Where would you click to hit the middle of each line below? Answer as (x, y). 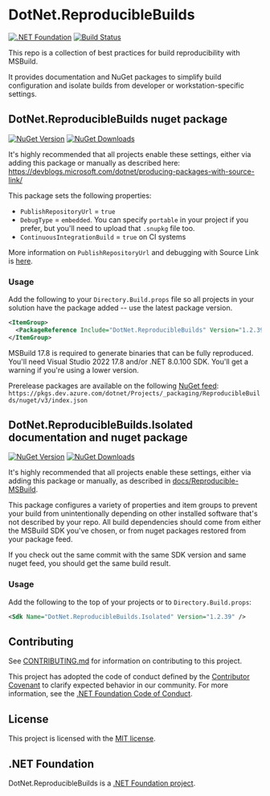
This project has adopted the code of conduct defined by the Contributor (129, 677)
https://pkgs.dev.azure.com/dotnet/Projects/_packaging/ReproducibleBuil (135, 393)
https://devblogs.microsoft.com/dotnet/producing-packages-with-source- (131, 171)
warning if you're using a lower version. (74, 370)
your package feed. (41, 539)
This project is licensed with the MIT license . (82, 739)
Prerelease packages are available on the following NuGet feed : (114, 386)
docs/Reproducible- (205, 481)
